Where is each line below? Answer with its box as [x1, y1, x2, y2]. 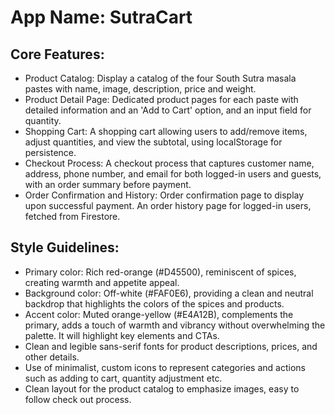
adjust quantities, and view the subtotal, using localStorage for [24, 136, 283, 148]
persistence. [24, 147, 77, 158]
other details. [24, 351, 80, 363]
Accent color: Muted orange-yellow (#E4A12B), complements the [24, 308, 294, 320]
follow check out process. [24, 393, 132, 405]
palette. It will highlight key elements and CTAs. [24, 329, 220, 341]
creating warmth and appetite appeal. [24, 276, 180, 288]
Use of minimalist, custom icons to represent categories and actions [24, 361, 306, 373]
